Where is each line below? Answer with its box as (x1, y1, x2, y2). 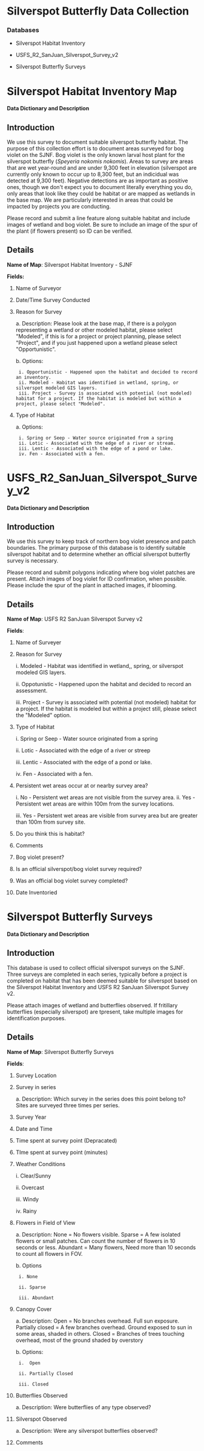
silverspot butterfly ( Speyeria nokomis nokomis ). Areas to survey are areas (7, 158, 194, 165)
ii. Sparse (18, 1284, 46, 1290)
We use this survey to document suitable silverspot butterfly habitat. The (7, 138, 188, 146)
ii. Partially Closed (18, 1370, 73, 1376)
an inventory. (15, 374, 51, 380)
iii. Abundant (18, 1295, 54, 1301)
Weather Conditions (15, 1160, 66, 1167)
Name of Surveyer (15, 639, 62, 646)
